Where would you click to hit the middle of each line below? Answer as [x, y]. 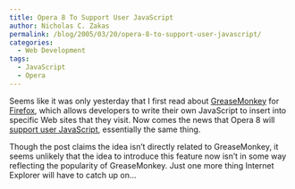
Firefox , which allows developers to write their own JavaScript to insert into [148, 110]
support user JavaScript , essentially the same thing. [105, 129]
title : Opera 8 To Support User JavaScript [92, 17]
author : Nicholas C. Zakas [59, 26]
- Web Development [52, 51]
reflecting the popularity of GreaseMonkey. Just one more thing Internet [142, 165]
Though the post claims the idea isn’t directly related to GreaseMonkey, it [144, 146]
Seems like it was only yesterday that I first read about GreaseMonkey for [144, 101]
